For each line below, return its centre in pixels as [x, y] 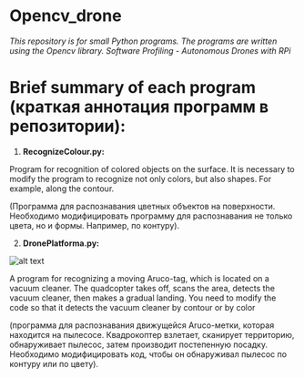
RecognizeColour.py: [63, 151]
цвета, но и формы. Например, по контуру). [95, 225]
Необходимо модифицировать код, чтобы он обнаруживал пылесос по [148, 354]
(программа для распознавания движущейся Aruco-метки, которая [142, 325]
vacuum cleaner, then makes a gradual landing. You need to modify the [143, 298]
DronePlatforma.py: [61, 243]
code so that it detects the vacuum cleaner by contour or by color [132, 307]
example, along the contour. [62, 189]
